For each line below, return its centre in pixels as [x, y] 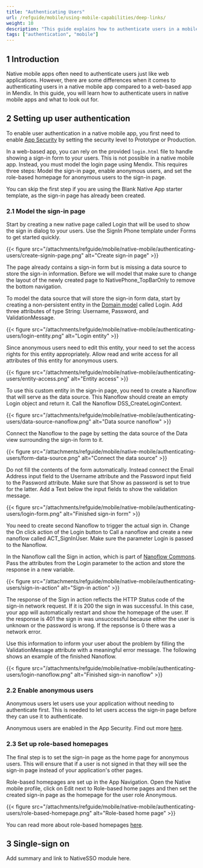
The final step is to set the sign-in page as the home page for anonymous [98, 757]
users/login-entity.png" [35, 336]
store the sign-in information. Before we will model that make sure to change [101, 274]
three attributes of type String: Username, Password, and [78, 311]
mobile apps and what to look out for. [53, 99]
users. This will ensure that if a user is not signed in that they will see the [97, 764]
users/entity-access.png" [38, 379]
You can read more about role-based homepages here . [75, 825]
